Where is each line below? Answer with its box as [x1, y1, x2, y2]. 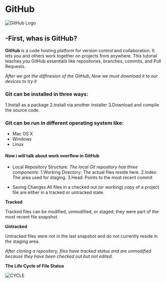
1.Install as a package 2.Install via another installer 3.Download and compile [5, 102, 160, 108]
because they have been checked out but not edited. [5, 253, 113, 259]
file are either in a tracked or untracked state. [12, 189, 105, 195]
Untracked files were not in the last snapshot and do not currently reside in [5, 233, 158, 239]
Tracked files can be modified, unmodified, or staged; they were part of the [5, 209, 159, 214]
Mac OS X [12, 131, 33, 137]
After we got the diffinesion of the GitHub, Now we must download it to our [5, 73, 158, 79]
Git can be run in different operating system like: [5, 119, 124, 126]
